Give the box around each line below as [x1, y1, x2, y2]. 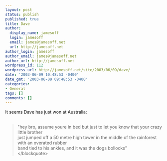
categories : [5, 81, 30, 86]
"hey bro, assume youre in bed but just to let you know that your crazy [17, 124, 162, 130]
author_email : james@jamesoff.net [5, 53, 77, 59]
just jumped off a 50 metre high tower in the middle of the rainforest [17, 135, 157, 141]
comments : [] [5, 95, 32, 100]
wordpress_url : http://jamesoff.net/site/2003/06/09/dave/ [5, 68, 131, 73]
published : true [5, 16, 39, 21]
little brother [17, 129, 43, 135]
